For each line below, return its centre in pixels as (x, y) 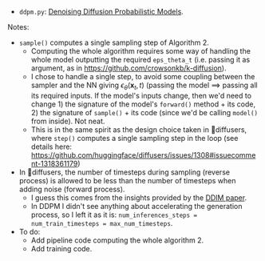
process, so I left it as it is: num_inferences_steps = (114, 215)
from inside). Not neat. (68, 121)
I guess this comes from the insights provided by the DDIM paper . (139, 197)
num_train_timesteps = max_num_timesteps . (102, 223)
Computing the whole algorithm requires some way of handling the (140, 51)
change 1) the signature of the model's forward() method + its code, (143, 104)
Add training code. (61, 248)
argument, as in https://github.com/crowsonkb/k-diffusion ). (129, 68)
